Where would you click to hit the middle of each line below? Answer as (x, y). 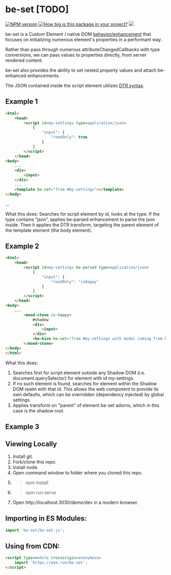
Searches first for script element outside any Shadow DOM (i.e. (79, 373)
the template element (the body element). (49, 230)
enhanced (16, 76)
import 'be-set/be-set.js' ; (35, 530)
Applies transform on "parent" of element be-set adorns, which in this (86, 405)
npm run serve (41, 492)
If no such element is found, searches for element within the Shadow (85, 383)
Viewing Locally (31, 444)
